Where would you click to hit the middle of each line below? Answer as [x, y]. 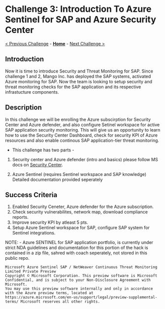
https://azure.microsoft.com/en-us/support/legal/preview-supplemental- [81, 297]
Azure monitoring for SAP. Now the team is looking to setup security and [79, 81]
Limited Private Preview [31, 272]
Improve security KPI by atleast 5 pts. [50, 222]
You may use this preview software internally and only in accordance [79, 289]
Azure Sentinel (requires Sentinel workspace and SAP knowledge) [79, 174]
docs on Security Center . [37, 165]
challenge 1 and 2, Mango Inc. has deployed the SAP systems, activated [78, 76]
